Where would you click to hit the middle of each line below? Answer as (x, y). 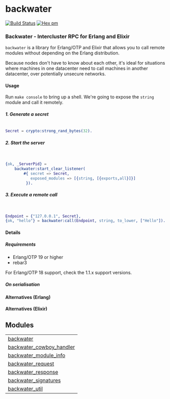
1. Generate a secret (27, 114)
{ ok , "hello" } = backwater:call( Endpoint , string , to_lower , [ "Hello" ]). (86, 221)
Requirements (20, 244)
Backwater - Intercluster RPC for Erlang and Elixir (68, 36)
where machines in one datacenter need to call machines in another (77, 68)
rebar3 (20, 263)
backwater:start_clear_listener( (50, 169)
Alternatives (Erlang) (28, 297)
